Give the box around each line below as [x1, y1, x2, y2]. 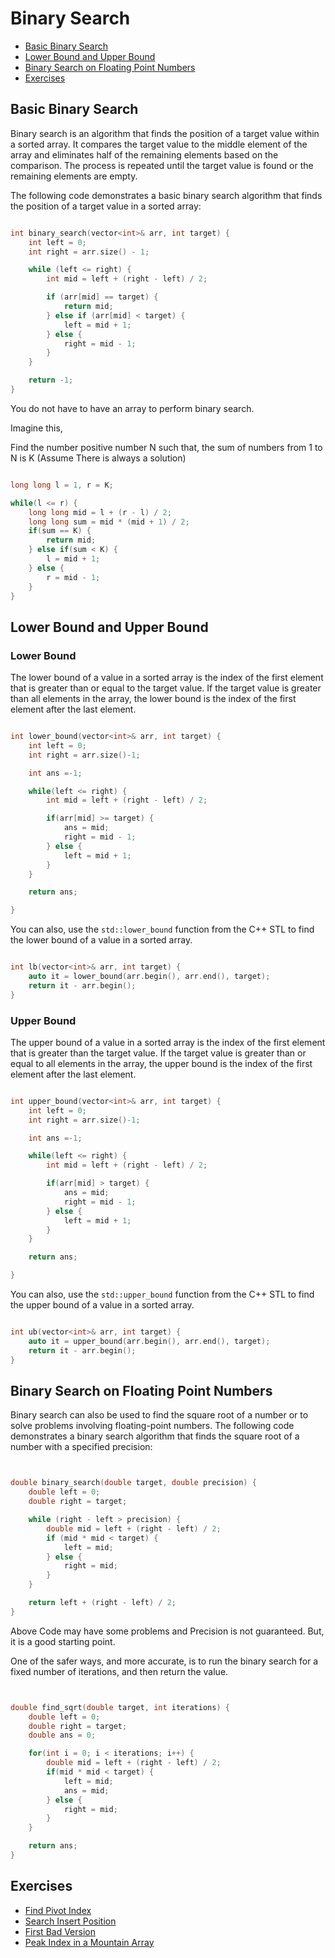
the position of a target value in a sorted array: [10, 200, 202, 212]
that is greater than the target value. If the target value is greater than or [10, 1047, 307, 1059]
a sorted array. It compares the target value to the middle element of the [10, 138, 308, 150]
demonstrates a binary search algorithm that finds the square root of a [10, 1430, 300, 1442]
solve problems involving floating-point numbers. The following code [10, 1420, 295, 1432]
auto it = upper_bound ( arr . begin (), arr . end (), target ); [28, 1336, 271, 1346]
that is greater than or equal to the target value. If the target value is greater [10, 682, 322, 694]
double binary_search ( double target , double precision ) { [10, 1478, 257, 1488]
